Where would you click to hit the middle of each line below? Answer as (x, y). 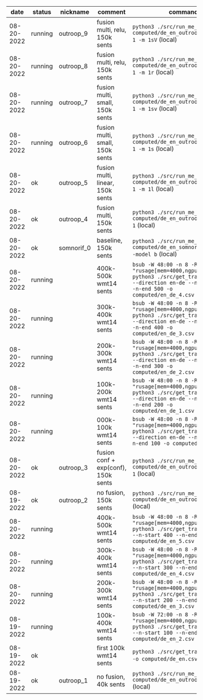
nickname (75, 12)
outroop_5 (73, 183)
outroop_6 (73, 143)
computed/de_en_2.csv (163, 639)
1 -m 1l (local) (153, 189)
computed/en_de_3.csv (163, 334)
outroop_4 (73, 219)
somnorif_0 (75, 248)
